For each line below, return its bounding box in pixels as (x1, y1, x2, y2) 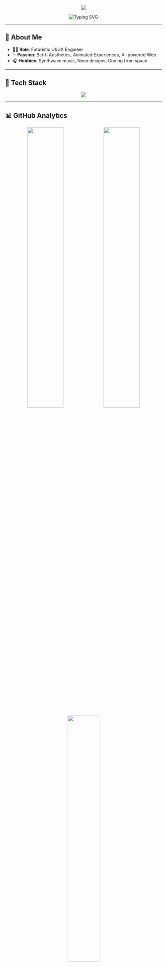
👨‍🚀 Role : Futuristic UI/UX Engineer (12, 46, 83, 52)
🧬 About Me (5, 33, 42, 42)
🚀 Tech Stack (5, 79, 47, 87)
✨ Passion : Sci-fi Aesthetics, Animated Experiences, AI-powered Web (12, 51, 157, 57)
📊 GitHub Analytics (5, 111, 68, 120)
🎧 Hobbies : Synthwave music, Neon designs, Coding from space (12, 57, 148, 63)
